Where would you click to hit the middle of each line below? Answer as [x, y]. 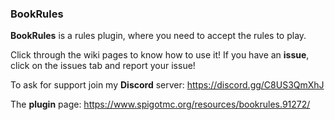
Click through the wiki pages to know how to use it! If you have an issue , [160, 55]
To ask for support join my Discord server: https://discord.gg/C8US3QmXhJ [167, 85]
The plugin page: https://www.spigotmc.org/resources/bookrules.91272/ [160, 104]
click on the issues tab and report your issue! [103, 66]
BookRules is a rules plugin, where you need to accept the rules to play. [158, 36]
